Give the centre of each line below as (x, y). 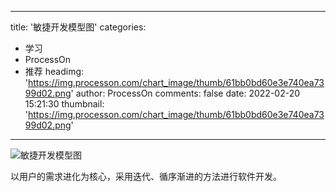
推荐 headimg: (54, 71)
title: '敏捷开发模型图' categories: (78, 27)
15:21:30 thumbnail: (64, 104)
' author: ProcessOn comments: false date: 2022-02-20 (185, 93)
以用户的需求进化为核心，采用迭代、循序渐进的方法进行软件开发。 (146, 176)
